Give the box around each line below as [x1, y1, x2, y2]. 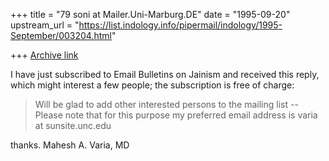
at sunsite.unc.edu [34, 120, 112, 131]
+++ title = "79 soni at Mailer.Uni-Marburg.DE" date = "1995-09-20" [10, 9, 291, 20]
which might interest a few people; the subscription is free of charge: [10, 79, 295, 91]
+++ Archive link [10, 49, 79, 61]
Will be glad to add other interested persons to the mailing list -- [34, 99, 299, 110]
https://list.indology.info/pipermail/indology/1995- [78, 19, 283, 31]
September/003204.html [10, 30, 112, 41]
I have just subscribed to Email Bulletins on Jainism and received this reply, [10, 69, 320, 80]
